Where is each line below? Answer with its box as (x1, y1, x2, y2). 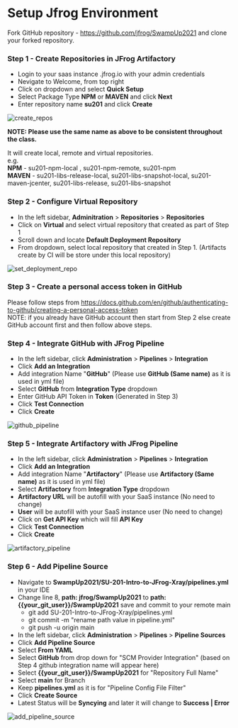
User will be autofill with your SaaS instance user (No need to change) (17, 507, 223, 516)
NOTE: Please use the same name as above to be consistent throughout (7, 128, 223, 136)
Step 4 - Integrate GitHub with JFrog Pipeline (7, 338, 165, 348)
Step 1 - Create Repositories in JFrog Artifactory (7, 53, 176, 63)
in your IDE (17, 585, 50, 594)
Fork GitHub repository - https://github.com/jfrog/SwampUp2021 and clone (7, 28, 227, 37)
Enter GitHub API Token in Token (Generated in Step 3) (17, 392, 178, 401)
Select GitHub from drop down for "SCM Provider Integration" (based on (17, 653, 230, 661)
